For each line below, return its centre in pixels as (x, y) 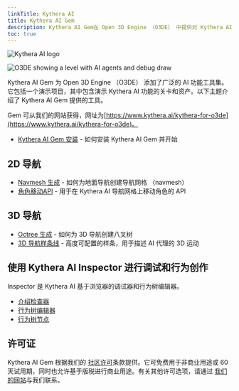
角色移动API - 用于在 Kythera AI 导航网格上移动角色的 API (102, 191)
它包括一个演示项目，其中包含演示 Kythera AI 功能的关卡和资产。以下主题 (115, 91)
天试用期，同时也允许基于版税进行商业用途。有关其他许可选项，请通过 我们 (117, 371)
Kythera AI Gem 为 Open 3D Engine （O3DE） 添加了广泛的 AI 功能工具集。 (118, 82)
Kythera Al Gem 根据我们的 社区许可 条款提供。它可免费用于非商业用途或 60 (118, 362)
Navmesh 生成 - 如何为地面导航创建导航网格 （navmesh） (103, 183)
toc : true (22, 34)
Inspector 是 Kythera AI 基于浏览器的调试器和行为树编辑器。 (95, 286)
